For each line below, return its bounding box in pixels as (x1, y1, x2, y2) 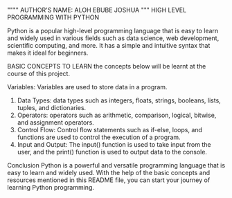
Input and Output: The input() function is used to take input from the (17, 141, 211, 148)
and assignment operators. (17, 118, 95, 127)
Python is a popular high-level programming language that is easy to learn (7, 27, 219, 35)
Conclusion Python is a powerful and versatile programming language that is (7, 161, 226, 169)
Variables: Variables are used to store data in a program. (7, 83, 168, 91)
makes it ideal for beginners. (7, 48, 89, 57)
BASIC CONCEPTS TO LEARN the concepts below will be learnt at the (7, 62, 206, 70)
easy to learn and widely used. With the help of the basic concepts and (7, 169, 211, 177)
